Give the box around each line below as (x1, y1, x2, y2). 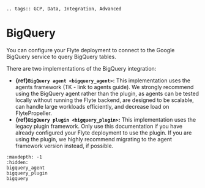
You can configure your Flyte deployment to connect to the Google (6, 46, 175, 53)
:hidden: (6, 159, 29, 165)
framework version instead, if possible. (15, 142, 114, 149)
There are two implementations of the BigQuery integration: (6, 65, 157, 72)
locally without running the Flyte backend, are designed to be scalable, (15, 96, 194, 104)
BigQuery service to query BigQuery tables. (6, 53, 116, 60)
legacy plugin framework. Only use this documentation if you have (15, 122, 182, 130)
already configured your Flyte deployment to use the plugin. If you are (15, 129, 192, 136)
